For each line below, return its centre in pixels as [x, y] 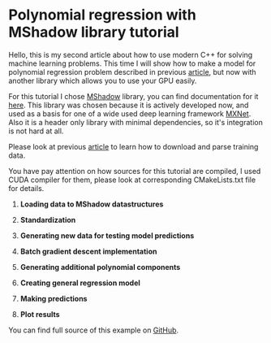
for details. [26, 188]
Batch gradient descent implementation [88, 251]
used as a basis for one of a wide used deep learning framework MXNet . [130, 113]
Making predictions [54, 298]
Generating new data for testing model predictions [107, 235]
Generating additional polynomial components [100, 267]
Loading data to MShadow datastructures [92, 204]
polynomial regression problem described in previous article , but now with [133, 72]
